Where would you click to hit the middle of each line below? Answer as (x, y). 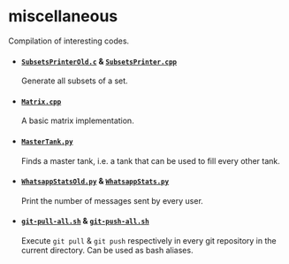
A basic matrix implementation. (77, 120)
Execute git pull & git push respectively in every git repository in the (148, 240)
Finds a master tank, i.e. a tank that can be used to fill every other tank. (150, 160)
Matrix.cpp (41, 102)
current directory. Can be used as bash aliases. (107, 250)
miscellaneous (63, 16)
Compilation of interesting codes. (69, 41)
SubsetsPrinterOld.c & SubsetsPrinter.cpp (99, 61)
